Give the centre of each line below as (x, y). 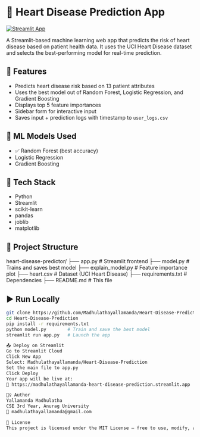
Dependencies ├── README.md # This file (59, 280)
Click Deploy (22, 373)
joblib (21, 222)
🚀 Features (26, 72)
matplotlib (27, 228)
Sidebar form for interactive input (56, 111)
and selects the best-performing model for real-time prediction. (84, 52)
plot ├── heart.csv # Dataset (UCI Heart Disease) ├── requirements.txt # (97, 274)
